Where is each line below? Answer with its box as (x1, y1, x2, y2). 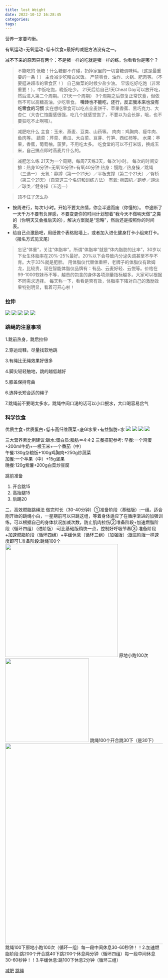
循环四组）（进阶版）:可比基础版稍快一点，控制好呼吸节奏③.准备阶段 (13, 526, 156, 532)
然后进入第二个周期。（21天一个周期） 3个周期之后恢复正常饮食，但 (17, 93, 155, 99)
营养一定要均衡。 (5, 36, 40, 42)
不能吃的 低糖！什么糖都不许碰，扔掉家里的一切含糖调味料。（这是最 (17, 68, 157, 74)
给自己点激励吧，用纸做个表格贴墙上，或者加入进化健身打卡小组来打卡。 (12, 229, 161, 236)
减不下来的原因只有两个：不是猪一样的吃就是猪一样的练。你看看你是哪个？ (5, 57, 158, 63)
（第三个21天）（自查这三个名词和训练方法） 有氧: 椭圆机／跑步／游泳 (17, 177, 159, 183)
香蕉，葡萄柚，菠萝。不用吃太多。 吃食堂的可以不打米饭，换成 (26, 141, 155, 147)
